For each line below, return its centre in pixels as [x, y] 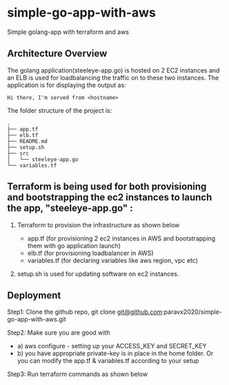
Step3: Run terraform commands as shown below [78, 374]
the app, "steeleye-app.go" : [70, 208]
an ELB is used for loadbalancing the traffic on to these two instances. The [113, 77]
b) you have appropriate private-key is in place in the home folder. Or [115, 353]
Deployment [34, 295]
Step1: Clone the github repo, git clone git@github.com [85, 312]
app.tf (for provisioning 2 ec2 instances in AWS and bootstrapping [121, 238]
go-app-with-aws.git [37, 319]
